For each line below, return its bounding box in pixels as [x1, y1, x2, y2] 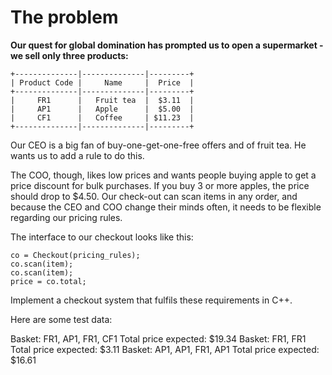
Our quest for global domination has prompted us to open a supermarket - [10, 39, 324, 51]
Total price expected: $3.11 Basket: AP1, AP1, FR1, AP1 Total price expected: [10, 343, 320, 355]
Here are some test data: [10, 313, 113, 325]
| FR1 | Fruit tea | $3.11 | [10, 95, 195, 105]
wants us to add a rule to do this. [10, 149, 145, 161]
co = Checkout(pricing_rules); [10, 250, 141, 260]
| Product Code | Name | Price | [10, 77, 195, 88]
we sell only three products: [10, 49, 129, 61]
